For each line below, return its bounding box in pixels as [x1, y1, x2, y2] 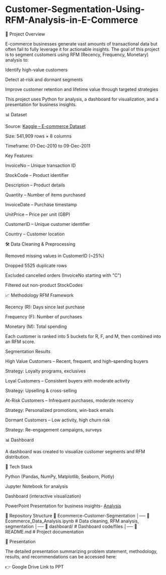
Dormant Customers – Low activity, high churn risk [5, 417, 110, 423]
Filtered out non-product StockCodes [5, 282, 83, 288]
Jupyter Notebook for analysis [5, 483, 68, 489]
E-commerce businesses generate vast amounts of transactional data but [5, 40, 157, 46]
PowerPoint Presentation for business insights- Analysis [5, 503, 122, 509]
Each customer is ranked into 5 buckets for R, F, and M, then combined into [5, 333, 161, 339]
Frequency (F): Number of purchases [5, 313, 82, 319]
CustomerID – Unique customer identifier [5, 221, 90, 227]
